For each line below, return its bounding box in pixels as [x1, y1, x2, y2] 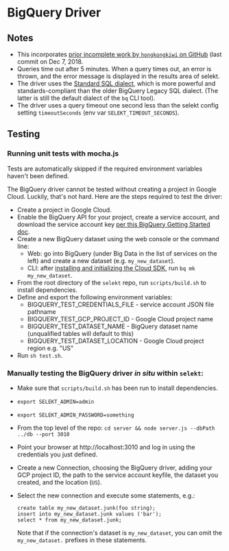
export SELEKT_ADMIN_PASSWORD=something [16, 411, 134, 419]
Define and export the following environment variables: [16, 293, 173, 301]
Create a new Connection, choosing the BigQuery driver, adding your [16, 463, 213, 472]
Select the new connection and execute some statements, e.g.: [16, 491, 195, 500]
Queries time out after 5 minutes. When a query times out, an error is [16, 65, 212, 73]
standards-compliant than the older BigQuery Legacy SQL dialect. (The [16, 87, 218, 95]
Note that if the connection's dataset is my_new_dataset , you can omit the [16, 528, 223, 537]
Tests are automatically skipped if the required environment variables [7, 164, 203, 173]
